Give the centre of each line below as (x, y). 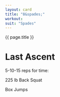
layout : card (18, 10)
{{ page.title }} (20, 37)
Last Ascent (30, 57)
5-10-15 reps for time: (27, 71)
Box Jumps (16, 90)
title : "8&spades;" (25, 14)
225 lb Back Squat (24, 80)
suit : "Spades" (21, 23)
